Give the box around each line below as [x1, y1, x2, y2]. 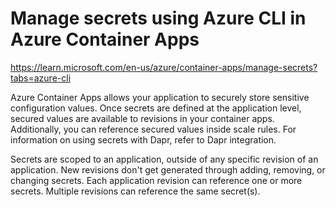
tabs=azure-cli [10, 72, 72, 84]
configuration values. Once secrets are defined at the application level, [10, 102, 302, 114]
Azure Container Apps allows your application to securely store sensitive [10, 91, 310, 103]
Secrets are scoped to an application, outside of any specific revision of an [10, 153, 319, 165]
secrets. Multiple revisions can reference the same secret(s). [10, 185, 261, 197]
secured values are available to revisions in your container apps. [10, 112, 275, 124]
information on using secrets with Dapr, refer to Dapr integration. [10, 133, 277, 146]
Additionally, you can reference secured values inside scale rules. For [10, 123, 297, 135]
